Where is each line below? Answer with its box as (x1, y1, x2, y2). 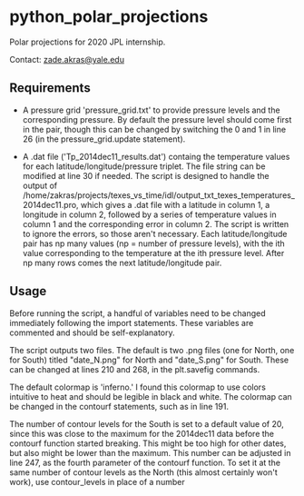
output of (22, 180, 57, 191)
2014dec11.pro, (22, 199, 79, 210)
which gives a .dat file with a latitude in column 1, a (80, 199, 270, 210)
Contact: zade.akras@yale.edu (9, 54, 125, 64)
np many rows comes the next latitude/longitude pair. (22, 257, 222, 268)
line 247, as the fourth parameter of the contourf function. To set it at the (9, 457, 281, 468)
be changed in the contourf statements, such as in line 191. (9, 401, 230, 412)
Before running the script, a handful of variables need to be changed (9, 307, 266, 319)
